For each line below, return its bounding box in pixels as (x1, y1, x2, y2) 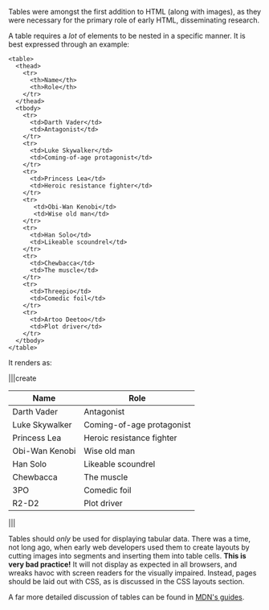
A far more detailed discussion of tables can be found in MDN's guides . (8, 592, 245, 602)
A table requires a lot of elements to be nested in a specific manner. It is (8, 31, 247, 40)
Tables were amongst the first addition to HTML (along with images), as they (8, 7, 262, 16)
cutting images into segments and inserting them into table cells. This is (8, 551, 247, 560)
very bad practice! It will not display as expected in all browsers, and (8, 559, 238, 569)
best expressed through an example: (8, 39, 130, 49)
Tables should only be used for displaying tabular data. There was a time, (8, 534, 251, 543)
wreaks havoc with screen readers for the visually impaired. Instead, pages (8, 568, 257, 578)
